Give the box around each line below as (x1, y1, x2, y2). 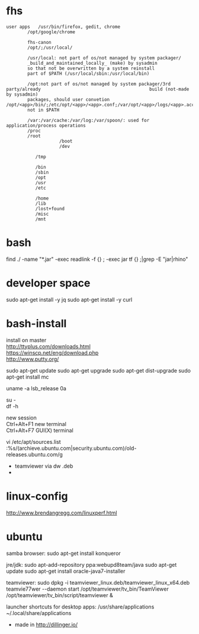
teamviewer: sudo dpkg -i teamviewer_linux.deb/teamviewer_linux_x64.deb (6, 579, 190, 586)
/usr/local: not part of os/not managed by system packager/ (27, 55, 182, 61)
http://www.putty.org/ (6, 355, 59, 362)
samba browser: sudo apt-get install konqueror (6, 550, 121, 557)
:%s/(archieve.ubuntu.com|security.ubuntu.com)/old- (6, 444, 137, 452)
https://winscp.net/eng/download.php (6, 349, 99, 356)
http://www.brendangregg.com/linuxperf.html (6, 509, 117, 516)
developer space (6, 276, 91, 290)
